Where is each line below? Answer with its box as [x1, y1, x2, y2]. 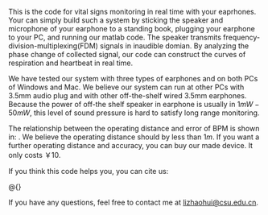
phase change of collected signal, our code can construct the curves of [8, 50, 246, 59]
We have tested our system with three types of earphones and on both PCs [8, 74, 258, 83]
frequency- [222, 32, 260, 42]
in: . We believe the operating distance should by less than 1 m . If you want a [8, 132, 260, 142]
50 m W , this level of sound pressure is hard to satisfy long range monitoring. [8, 108, 260, 118]
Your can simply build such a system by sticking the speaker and [8, 15, 224, 25]
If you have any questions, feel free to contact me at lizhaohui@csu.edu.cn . [8, 197, 259, 207]
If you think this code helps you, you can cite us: [8, 167, 169, 176]
